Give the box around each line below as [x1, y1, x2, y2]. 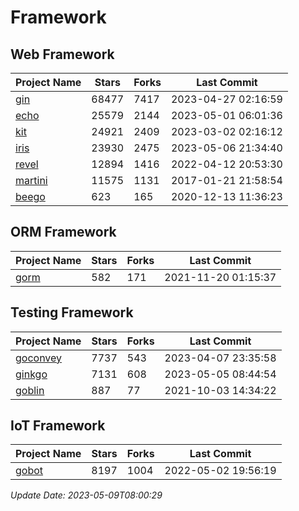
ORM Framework [10, 224, 117, 241]
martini [15, 174, 48, 187]
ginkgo [15, 367, 48, 381]
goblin [15, 383, 45, 397]
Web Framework [10, 46, 115, 63]
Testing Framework [10, 304, 134, 321]
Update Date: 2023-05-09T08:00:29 [10, 489, 163, 501]
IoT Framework [10, 417, 106, 435]
